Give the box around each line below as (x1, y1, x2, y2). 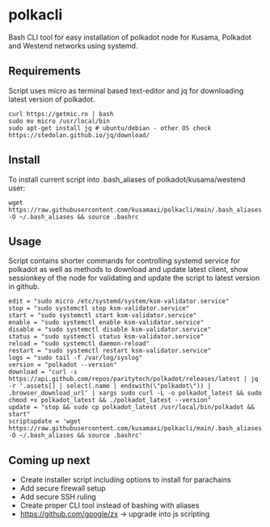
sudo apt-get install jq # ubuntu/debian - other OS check (8, 123, 212, 132)
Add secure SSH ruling (19, 492, 96, 502)
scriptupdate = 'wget (8, 417, 82, 425)
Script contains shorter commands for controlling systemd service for (8, 256, 241, 266)
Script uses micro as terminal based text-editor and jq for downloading (8, 86, 244, 95)
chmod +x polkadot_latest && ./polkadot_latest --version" (8, 396, 212, 404)
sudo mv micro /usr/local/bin (8, 117, 111, 125)
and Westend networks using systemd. (8, 40, 138, 50)
